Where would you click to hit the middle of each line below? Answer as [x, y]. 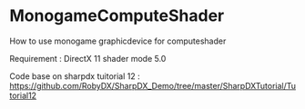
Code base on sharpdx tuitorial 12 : [75, 76]
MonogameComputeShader [117, 16]
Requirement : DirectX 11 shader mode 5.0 [88, 58]
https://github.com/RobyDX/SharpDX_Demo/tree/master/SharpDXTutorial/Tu [153, 85]
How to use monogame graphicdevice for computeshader [118, 41]
